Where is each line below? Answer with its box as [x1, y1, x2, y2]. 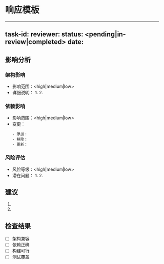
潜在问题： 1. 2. [12, 172, 43, 178]
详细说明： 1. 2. [12, 90, 43, 96]
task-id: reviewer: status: [5, 30, 84, 39]
